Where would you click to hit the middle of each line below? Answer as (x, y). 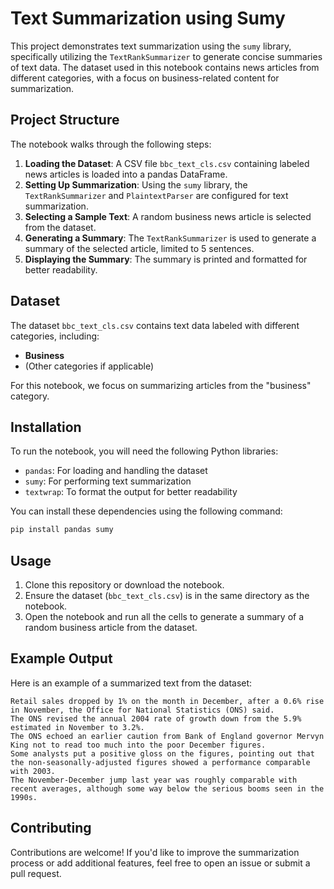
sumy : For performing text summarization (108, 481)
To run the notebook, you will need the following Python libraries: (144, 451)
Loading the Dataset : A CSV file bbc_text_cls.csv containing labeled (167, 163)
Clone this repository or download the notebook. (124, 585)
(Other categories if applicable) (89, 366)
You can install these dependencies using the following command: (146, 511)
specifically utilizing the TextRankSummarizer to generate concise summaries (166, 56)
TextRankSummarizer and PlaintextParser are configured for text (156, 195)
